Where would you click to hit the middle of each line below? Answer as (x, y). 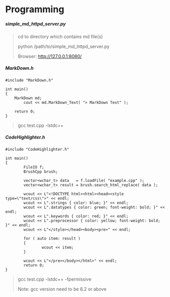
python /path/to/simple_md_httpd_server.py (64, 46)
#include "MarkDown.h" (29, 80)
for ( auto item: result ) (52, 239)
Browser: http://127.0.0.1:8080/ (50, 57)
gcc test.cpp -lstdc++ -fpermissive (54, 279)
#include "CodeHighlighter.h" (37, 150)
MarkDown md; (28, 98)
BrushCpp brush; (41, 172)
